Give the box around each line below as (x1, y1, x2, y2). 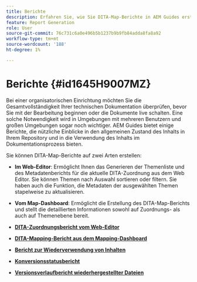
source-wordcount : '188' (6, 42, 67, 48)
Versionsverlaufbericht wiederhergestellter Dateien (14, 268, 144, 276)
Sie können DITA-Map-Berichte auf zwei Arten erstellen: (6, 152, 142, 159)
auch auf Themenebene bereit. (14, 212, 90, 219)
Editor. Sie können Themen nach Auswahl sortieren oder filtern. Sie (14, 176, 177, 183)
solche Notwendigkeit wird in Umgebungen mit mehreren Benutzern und (6, 115, 181, 122)
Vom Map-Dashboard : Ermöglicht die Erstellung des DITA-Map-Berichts (14, 199, 190, 206)
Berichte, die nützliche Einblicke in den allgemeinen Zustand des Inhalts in (6, 127, 185, 135)
